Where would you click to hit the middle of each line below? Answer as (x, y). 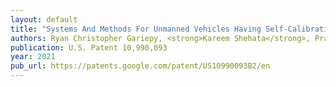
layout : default (44, 19)
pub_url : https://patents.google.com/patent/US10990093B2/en (140, 66)
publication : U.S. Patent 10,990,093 (89, 47)
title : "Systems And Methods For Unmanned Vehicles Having (136, 29)
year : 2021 (33, 57)
